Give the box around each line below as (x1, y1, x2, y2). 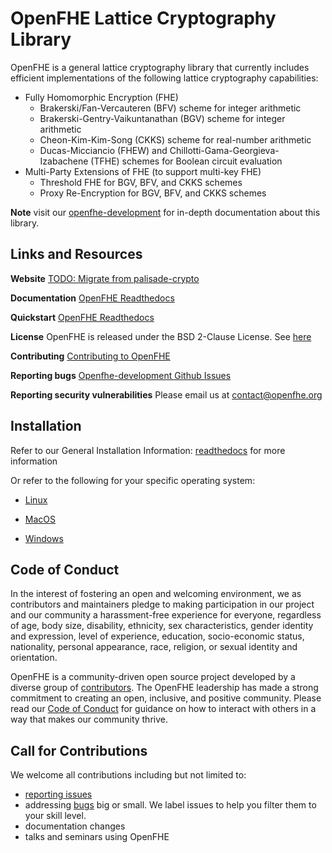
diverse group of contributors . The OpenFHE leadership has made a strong (10, 682, 319, 694)
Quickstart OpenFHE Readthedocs (10, 311, 155, 323)
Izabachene (39, 155, 89, 167)
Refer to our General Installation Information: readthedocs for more (10, 444, 286, 456)
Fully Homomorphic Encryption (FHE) (24, 91, 179, 103)
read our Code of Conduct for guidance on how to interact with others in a (10, 703, 317, 715)
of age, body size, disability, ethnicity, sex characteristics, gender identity (10, 620, 314, 632)
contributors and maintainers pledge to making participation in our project (10, 598, 315, 611)
